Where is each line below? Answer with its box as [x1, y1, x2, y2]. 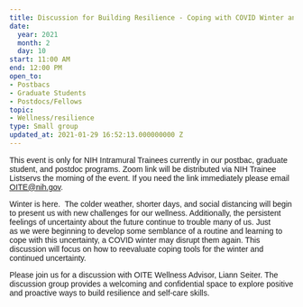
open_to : [9, 72, 42, 81]
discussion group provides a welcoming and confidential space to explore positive [9, 278, 294, 289]
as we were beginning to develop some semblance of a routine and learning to [9, 226, 283, 236]
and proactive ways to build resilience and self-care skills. [9, 287, 210, 298]
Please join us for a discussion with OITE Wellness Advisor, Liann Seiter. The [9, 269, 279, 280]
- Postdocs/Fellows [9, 96, 83, 106]
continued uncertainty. [9, 253, 87, 263]
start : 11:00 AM [9, 55, 70, 64]
